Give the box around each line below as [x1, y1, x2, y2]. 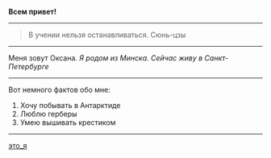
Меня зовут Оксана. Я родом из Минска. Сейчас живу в [8, 53, 203, 63]
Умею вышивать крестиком [19, 118, 116, 127]
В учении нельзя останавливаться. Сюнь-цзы [27, 30, 186, 39]
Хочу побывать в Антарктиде [19, 101, 121, 110]
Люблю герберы [19, 109, 78, 118]
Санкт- [204, 53, 228, 63]
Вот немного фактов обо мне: [8, 85, 111, 94]
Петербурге [8, 62, 50, 71]
